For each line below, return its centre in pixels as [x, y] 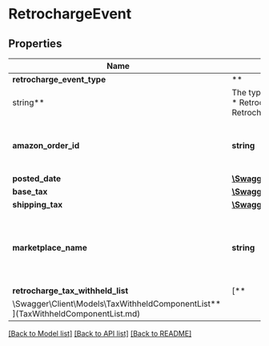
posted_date [37, 179]
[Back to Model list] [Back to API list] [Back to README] [100, 334]
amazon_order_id [46, 145]
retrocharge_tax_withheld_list [70, 291]
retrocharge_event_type [59, 79]
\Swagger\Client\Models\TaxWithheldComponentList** [117, 304]
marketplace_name [50, 247]
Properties [35, 44]
